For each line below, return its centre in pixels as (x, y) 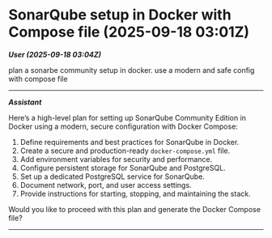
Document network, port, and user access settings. (106, 185)
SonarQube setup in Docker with (120, 15)
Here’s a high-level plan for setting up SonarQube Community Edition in (127, 117)
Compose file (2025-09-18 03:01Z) (129, 32)
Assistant (25, 102)
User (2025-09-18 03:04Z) (55, 54)
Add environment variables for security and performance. (116, 159)
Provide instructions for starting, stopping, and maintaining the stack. (135, 193)
